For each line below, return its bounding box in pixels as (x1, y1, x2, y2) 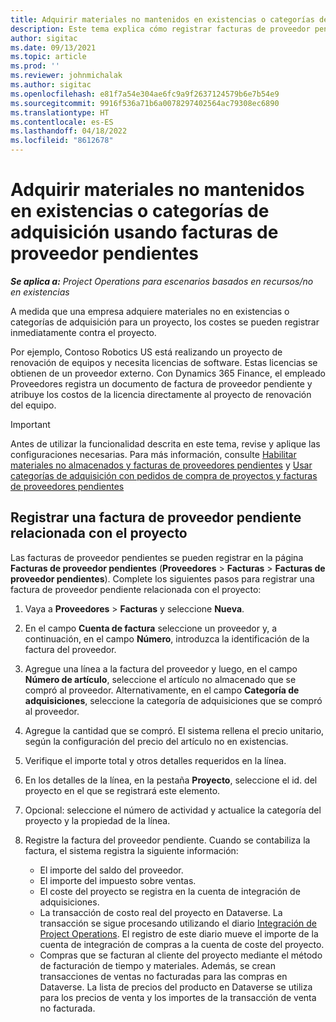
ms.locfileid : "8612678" (10, 136, 114, 146)
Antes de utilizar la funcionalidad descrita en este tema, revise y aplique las (10, 437, 321, 450)
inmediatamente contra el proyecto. (10, 326, 157, 338)
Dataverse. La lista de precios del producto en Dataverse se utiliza (39, 981, 313, 993)
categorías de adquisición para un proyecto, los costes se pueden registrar (10, 316, 320, 328)
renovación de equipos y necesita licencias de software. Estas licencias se (10, 356, 318, 368)
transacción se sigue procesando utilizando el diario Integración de (39, 917, 317, 929)
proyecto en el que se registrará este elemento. (24, 784, 221, 796)
